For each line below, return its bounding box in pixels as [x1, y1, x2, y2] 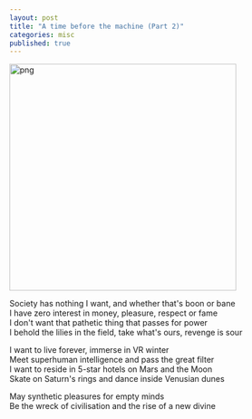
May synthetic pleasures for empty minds [9, 391, 165, 402]
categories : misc [9, 30, 75, 39]
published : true [9, 38, 71, 48]
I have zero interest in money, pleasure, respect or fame [9, 307, 218, 318]
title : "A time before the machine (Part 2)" [9, 22, 184, 31]
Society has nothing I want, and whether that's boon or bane [9, 298, 236, 309]
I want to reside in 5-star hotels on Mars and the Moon [9, 364, 213, 375]
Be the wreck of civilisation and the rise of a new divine [9, 401, 216, 412]
